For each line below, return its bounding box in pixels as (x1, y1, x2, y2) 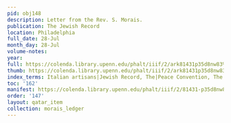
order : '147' (7, 93, 45, 100)
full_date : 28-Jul (7, 36, 60, 42)
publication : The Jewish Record (7, 23, 100, 29)
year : (7, 55, 23, 61)
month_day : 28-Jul (7, 42, 60, 49)
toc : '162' (7, 80, 38, 87)
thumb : (7, 67, 26, 74)
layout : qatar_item (7, 99, 63, 106)
